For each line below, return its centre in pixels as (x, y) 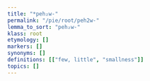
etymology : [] (28, 40)
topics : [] (23, 66)
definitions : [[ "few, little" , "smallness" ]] (75, 60)
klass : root (25, 33)
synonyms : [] (27, 54)
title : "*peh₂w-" (33, 14)
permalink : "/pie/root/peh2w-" (53, 20)
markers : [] (25, 46)
